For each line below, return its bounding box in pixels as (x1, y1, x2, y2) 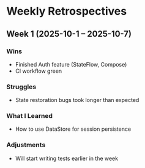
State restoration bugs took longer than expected (15, 97, 139, 104)
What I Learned (6, 112, 53, 120)
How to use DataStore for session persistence (15, 125, 132, 133)
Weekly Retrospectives (6, 4, 127, 18)
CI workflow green (15, 67, 62, 75)
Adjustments (6, 141, 46, 149)
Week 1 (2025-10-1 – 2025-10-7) (6, 29, 132, 39)
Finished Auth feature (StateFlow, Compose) (15, 60, 127, 68)
